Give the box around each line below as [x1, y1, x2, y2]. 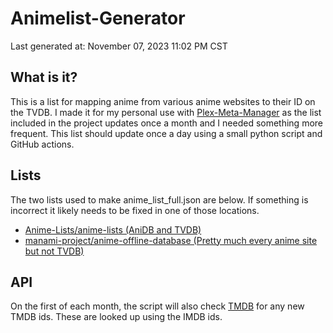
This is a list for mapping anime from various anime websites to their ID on [10, 95, 316, 107]
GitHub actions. [10, 138, 75, 150]
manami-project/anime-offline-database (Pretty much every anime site [24, 234, 318, 246]
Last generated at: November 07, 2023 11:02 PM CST [10, 40, 228, 52]
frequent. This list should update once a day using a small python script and [10, 127, 323, 139]
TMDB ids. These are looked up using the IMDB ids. [10, 311, 223, 323]
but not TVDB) [24, 245, 85, 257]
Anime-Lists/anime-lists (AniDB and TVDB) [24, 223, 202, 236]
